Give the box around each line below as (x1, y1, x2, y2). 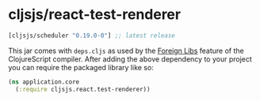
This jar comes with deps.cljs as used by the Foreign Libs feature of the (8, 46, 244, 55)
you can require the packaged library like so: (8, 62, 155, 72)
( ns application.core (8, 77, 80, 86)
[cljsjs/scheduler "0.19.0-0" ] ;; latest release (8, 32, 176, 39)
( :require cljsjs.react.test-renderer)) (15, 85, 151, 93)
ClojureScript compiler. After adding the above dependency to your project (8, 54, 252, 64)
